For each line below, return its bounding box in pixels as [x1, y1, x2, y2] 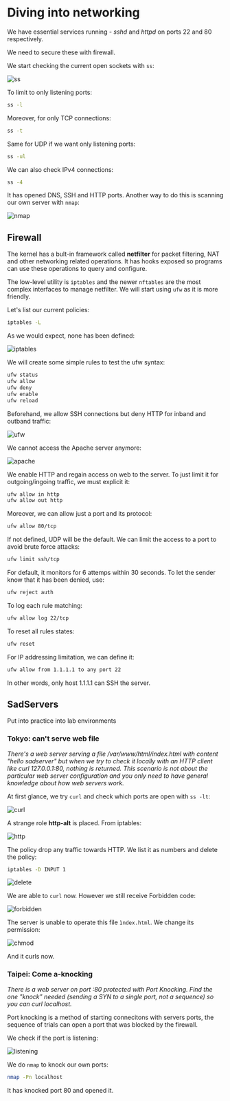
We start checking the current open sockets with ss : [7, 61, 154, 69]
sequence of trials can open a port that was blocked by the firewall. [7, 1020, 198, 1029]
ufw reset [7, 640, 36, 647]
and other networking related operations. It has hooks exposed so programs [7, 257, 222, 265]
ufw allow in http [7, 490, 60, 498]
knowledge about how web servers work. [7, 778, 125, 787]
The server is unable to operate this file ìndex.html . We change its [7, 918, 194, 926]
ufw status [7, 371, 38, 379]
